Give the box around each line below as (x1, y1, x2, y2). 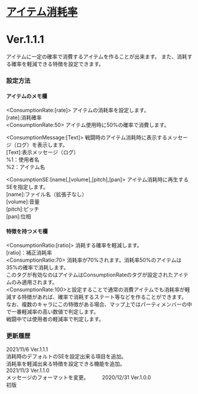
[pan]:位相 (6, 213, 31, 220)
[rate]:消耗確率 (6, 114, 42, 121)
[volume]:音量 (6, 198, 40, 206)
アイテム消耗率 (6, 5, 78, 19)
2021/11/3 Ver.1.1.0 (6, 367, 50, 374)
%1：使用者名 (6, 156, 40, 163)
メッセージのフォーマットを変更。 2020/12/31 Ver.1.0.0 (6, 373, 151, 381)
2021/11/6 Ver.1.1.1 (6, 346, 48, 353)
